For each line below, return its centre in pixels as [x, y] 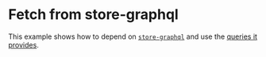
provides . [24, 44]
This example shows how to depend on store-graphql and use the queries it [133, 36]
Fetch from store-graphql [93, 15]
